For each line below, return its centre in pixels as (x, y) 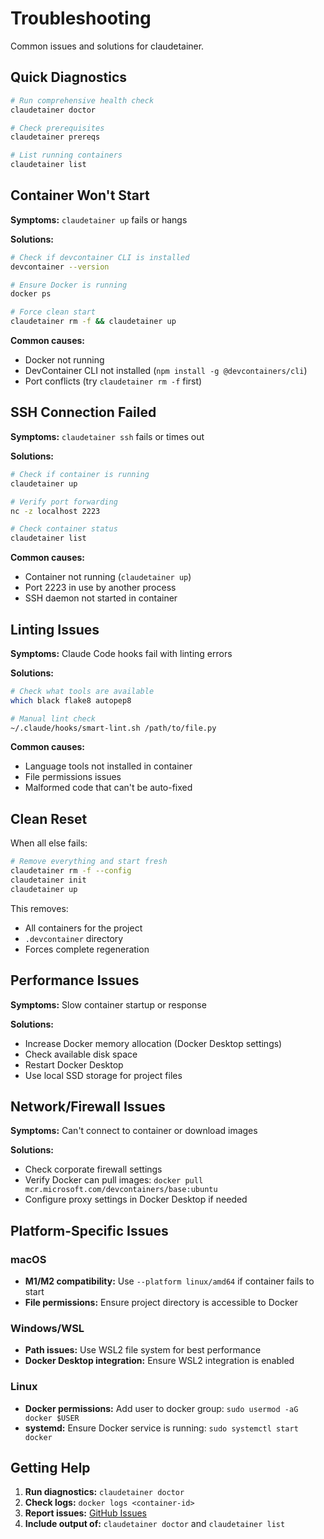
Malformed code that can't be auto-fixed (108, 788)
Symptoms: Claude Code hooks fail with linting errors (121, 653)
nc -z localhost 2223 (55, 511)
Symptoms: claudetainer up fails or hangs (99, 219)
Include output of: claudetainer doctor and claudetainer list (155, 1524)
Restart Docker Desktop (74, 1064)
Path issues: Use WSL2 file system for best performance (143, 1350)
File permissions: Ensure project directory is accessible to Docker (161, 1303)
